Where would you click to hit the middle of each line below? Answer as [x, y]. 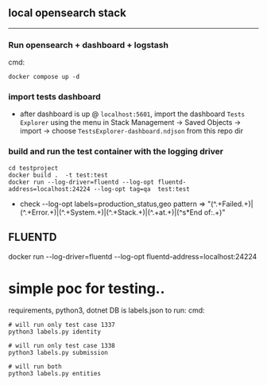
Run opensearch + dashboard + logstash [89, 45]
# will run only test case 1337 [62, 325]
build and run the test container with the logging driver [116, 152]
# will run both [35, 367]
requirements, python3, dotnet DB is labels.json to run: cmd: [106, 310]
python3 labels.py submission [58, 353]
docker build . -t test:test [58, 175]
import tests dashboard [54, 97]
